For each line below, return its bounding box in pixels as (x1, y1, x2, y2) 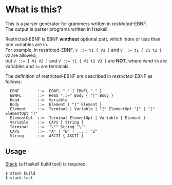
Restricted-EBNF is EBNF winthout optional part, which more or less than (5, 36, 161, 42)
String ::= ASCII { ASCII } (10, 133, 84, 138)
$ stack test (5, 175, 33, 180)
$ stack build (5, 171, 36, 176)
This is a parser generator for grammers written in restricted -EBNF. (5, 20, 147, 27)
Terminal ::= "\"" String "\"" (10, 124, 86, 129)
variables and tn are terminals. (5, 63, 70, 69)
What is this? (5, 4, 63, 15)
